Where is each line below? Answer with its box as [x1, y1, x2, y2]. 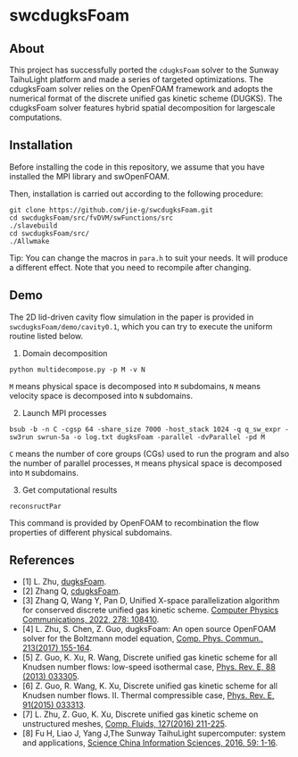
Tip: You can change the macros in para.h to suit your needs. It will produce [9, 252, 288, 263]
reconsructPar [9, 502, 62, 511]
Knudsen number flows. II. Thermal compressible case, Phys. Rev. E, [21, 690, 275, 701]
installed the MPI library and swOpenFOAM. [9, 171, 170, 181]
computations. [9, 112, 62, 122]
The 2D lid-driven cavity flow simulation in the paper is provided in [9, 312, 254, 322]
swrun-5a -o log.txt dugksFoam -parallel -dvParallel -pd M [37, 432, 266, 442]
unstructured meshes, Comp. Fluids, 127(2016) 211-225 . [21, 719, 228, 729]
